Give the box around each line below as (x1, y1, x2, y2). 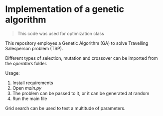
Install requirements (12, 80, 53, 86)
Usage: (5, 70, 20, 76)
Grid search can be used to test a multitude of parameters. (5, 105, 126, 111)
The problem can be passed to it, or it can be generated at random (12, 90, 150, 96)
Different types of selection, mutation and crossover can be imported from (5, 55, 158, 61)
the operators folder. (5, 60, 47, 66)
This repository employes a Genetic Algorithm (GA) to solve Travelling (5, 40, 149, 46)
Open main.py (12, 85, 42, 91)
